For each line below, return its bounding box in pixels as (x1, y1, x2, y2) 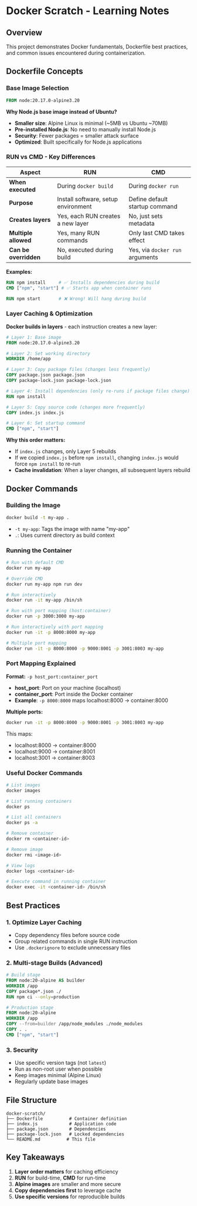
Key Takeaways (6, 1152, 65, 1162)
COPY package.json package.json (6, 372, 85, 378)
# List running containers (6, 798, 72, 804)
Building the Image (6, 501, 60, 510)
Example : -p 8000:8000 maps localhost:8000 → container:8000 (14, 696, 168, 704)
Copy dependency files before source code (14, 931, 120, 938)
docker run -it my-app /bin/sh (6, 597, 83, 603)
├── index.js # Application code (6, 1121, 117, 1127)
